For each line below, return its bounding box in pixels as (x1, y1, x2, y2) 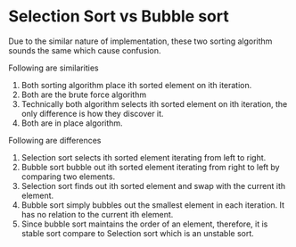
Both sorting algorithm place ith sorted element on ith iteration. (21, 79, 252, 90)
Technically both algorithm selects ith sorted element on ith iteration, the (21, 98, 288, 109)
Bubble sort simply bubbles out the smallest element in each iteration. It (21, 199, 285, 210)
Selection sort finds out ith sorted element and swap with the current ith (21, 180, 286, 191)
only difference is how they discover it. (21, 108, 164, 119)
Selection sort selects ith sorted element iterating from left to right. (21, 152, 267, 162)
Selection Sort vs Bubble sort (8, 6, 229, 27)
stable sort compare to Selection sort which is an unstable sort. (21, 227, 255, 238)
